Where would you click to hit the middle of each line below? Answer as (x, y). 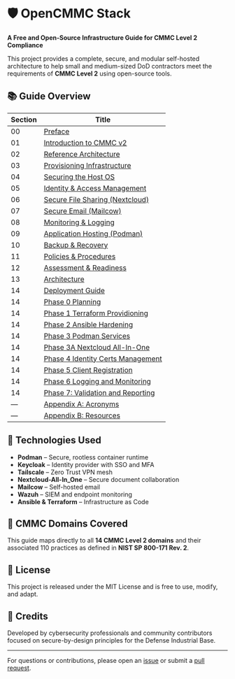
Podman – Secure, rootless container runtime (83, 457)
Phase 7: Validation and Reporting (99, 392)
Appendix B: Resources (82, 415)
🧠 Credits (28, 616)
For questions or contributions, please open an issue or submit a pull (106, 660)
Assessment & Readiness (85, 268)
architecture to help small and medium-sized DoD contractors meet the (109, 66)
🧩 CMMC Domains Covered (67, 523)
